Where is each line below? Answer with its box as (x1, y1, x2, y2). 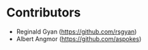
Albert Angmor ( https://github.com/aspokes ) (16, 34, 142, 42)
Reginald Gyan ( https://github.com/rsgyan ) (16, 27, 137, 36)
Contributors (6, 5, 81, 21)
